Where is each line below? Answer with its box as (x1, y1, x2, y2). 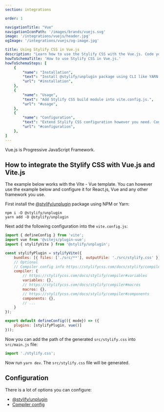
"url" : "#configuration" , (22, 124, 76, 129)
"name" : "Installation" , (22, 70, 73, 75)
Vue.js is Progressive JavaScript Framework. (5, 147, 95, 153)
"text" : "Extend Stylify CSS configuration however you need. (22, 120, 152, 125)
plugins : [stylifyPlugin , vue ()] (14, 323, 82, 328)
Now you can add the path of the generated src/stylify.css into (5, 336, 136, 342)
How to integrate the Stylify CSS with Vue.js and (5, 160, 155, 169)
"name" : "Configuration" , (22, 115, 76, 120)
